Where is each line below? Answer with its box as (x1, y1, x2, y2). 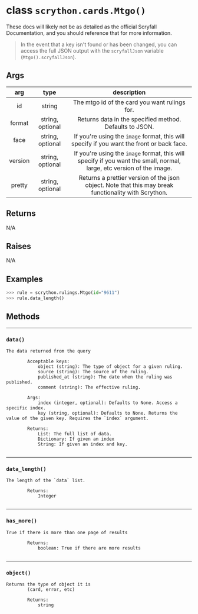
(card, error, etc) (27, 586, 75, 592)
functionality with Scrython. (91, 188, 168, 196)
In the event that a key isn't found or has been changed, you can (20, 41, 177, 48)
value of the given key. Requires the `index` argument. (6, 415, 149, 422)
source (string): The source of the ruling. (37, 369, 149, 375)
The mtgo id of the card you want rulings (72, 98, 186, 106)
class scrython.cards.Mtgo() (6, 4, 146, 17)
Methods (6, 312, 40, 322)
